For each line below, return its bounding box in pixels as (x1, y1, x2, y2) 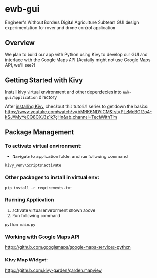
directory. (38, 94, 58, 100)
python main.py (5, 222, 36, 227)
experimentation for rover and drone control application (5, 24, 115, 30)
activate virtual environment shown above (12, 208, 96, 213)
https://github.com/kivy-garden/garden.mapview (5, 267, 102, 273)
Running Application (5, 196, 54, 203)
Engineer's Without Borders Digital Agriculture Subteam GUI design (5, 19, 139, 25)
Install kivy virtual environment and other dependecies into (5, 89, 122, 95)
